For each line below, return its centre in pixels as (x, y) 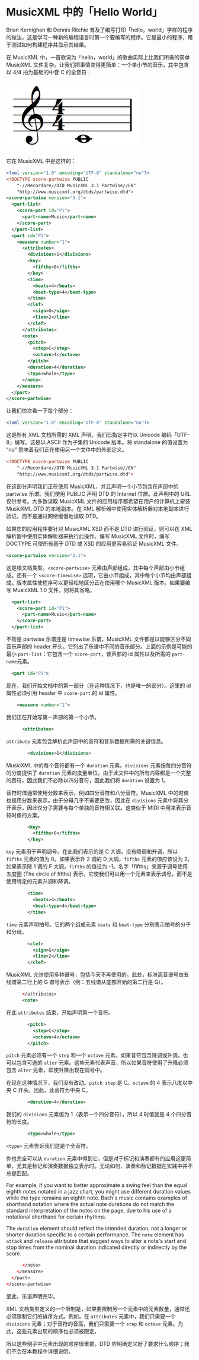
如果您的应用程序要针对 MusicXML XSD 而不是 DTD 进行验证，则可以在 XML (99, 528)
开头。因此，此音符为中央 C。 (54, 1090)
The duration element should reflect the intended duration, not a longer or (97, 1229)
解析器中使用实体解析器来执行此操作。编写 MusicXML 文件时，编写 (88, 536)
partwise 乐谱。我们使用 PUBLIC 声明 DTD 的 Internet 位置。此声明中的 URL (99, 493)
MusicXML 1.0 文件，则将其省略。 (54, 590)
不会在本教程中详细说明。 (42, 1351)
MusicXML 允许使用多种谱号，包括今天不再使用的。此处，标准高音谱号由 (95, 975)
